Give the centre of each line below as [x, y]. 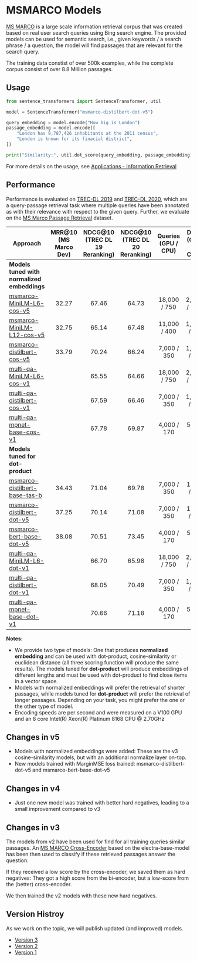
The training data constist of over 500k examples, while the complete [90, 63]
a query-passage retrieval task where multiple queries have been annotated [98, 205]
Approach [27, 243]
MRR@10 [64, 232]
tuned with [24, 271]
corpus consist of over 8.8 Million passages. [60, 69]
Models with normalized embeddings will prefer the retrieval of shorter [100, 687]
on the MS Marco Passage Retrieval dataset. [60, 218]
